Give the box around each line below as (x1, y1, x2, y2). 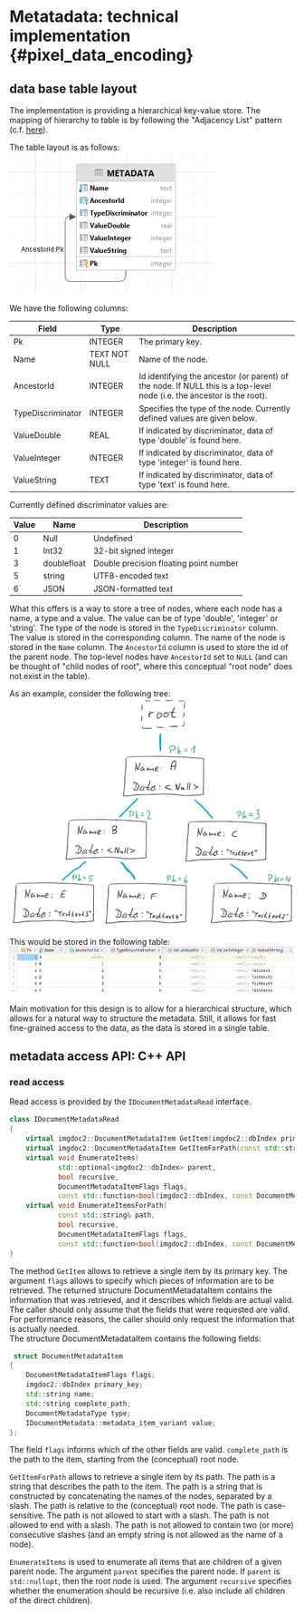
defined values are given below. (138, 413, 258, 423)
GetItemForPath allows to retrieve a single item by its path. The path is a (9, 1472, 276, 1483)
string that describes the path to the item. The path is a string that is (9, 1481, 262, 1492)
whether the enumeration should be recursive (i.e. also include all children (9, 1585, 286, 1597)
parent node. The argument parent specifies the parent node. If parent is (9, 1566, 280, 1577)
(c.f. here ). (9, 124, 48, 135)
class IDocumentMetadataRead (9, 1115, 119, 1124)
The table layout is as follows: (9, 142, 120, 152)
